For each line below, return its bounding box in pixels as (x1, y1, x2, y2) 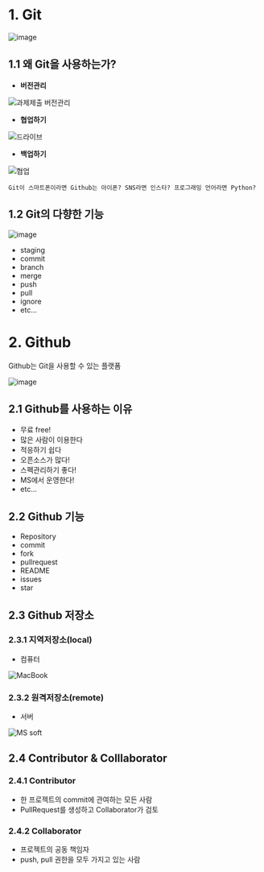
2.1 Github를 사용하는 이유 (8, 402, 133, 415)
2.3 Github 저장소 (8, 608, 94, 622)
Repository (19, 531, 56, 541)
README (19, 566, 51, 576)
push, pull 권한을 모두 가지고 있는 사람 (19, 855, 141, 865)
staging (19, 245, 46, 254)
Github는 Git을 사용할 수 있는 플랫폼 (8, 361, 122, 370)
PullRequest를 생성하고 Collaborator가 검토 (19, 804, 159, 814)
